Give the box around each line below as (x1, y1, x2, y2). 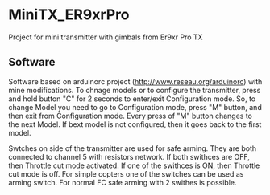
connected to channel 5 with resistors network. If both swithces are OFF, (8, 152, 250, 161)
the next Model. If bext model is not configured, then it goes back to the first (8, 119, 262, 129)
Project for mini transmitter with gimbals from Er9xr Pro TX (8, 32, 203, 42)
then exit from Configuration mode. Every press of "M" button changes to (8, 111, 252, 120)
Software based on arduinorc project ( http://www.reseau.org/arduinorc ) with (8, 76, 263, 86)
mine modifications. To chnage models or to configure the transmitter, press (8, 85, 261, 95)
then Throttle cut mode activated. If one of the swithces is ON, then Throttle (8, 160, 260, 170)
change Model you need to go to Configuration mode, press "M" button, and (8, 102, 262, 112)
